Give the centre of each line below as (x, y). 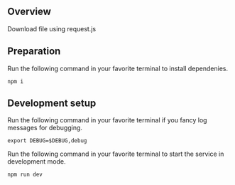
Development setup (52, 104)
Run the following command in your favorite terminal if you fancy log (107, 120)
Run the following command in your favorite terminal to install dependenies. (118, 68)
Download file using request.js (52, 28)
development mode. (37, 162)
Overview (29, 12)
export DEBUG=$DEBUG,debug (47, 141)
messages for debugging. (45, 128)
